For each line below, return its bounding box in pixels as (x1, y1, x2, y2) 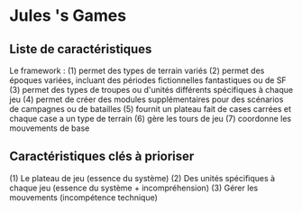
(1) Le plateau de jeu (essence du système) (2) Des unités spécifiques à (9, 172, 276, 183)
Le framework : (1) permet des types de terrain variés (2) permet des (9, 65, 265, 76)
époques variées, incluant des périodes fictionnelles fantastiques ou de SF (9, 75, 287, 86)
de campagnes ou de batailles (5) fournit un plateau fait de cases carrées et (9, 104, 291, 114)
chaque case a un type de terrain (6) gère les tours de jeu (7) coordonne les (9, 114, 291, 124)
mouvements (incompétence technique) (9, 191, 158, 203)
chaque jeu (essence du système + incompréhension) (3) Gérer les (9, 182, 259, 193)
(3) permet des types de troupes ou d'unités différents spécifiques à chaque (9, 85, 294, 95)
